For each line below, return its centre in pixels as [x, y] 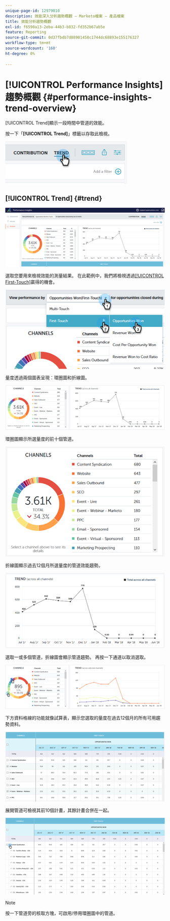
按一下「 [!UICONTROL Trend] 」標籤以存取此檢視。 [59, 134]
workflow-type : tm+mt [28, 43]
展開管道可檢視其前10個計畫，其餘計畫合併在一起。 [59, 810]
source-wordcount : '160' [31, 48]
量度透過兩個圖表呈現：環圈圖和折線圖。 [47, 377]
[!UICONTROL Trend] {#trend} [54, 198]
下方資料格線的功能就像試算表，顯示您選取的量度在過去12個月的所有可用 [81, 718]
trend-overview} [41, 108]
